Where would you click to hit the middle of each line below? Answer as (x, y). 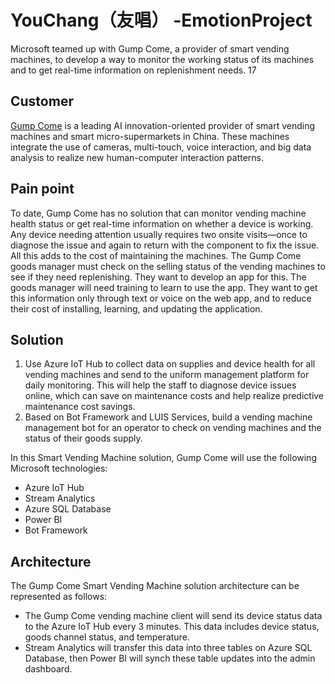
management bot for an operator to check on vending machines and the (173, 428)
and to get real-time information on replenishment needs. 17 (133, 70)
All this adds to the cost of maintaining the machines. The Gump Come (156, 255)
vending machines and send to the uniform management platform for (167, 375)
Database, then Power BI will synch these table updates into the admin (170, 658)
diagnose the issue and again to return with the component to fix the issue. (165, 245)
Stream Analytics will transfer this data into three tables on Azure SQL (168, 648)
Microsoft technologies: (59, 468)
